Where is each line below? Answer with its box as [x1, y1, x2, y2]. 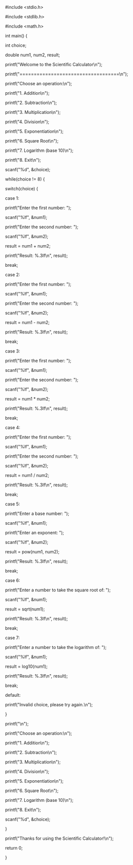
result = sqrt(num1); [5, 606, 45, 612]
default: [5, 692, 21, 698]
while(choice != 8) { [5, 176, 45, 182]
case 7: [5, 635, 20, 641]
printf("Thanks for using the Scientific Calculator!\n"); [5, 835, 114, 841]
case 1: [5, 195, 20, 201]
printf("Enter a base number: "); [5, 510, 69, 516]
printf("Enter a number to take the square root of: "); [5, 587, 111, 593]
